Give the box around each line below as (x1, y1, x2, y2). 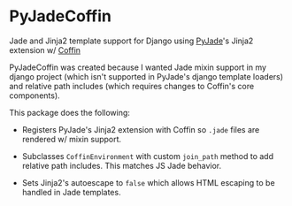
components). (9, 90, 60, 101)
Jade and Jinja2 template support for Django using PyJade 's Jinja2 (9, 35, 254, 46)
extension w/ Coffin (9, 44, 81, 55)
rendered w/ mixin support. (21, 134, 122, 144)
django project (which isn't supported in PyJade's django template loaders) (9, 71, 284, 81)
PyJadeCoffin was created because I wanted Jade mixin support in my (9, 62, 267, 72)
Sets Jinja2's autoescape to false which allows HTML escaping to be (21, 177, 276, 187)
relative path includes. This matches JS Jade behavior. (21, 160, 222, 171)
